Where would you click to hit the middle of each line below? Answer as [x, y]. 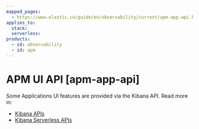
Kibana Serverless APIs [43, 120]
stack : [20, 28]
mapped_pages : [24, 12]
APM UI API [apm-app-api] [73, 79]
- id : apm [23, 50]
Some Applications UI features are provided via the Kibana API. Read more [97, 96]
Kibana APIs [30, 114]
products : [18, 39]
